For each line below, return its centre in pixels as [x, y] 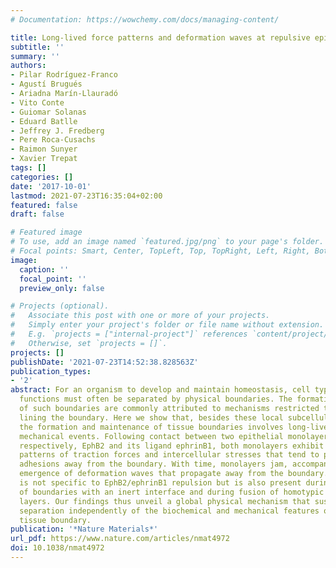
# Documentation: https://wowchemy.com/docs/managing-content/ [145, 19]
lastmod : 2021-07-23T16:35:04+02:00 [86, 196]
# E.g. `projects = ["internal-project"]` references [129, 334]
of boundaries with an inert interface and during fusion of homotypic [172, 492]
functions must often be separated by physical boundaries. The [156, 399]
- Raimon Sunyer [44, 149]
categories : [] [42, 177]
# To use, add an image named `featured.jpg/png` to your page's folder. [167, 242]
